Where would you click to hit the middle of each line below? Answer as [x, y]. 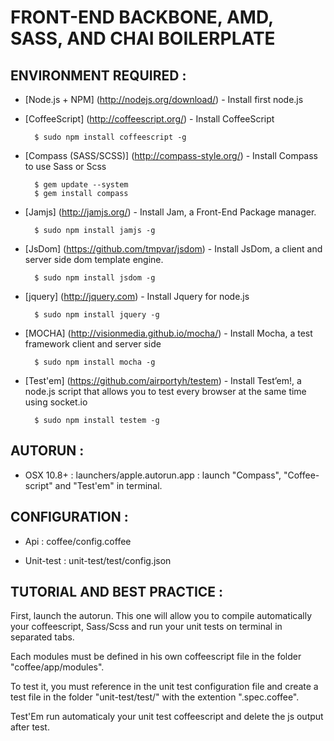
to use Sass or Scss [65, 166]
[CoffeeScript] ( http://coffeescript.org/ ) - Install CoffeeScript [149, 119]
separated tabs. [42, 637]
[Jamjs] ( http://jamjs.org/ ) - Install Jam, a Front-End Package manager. [170, 212]
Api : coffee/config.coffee [78, 541]
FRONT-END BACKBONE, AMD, [142, 17]
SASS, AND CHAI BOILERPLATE [143, 38]
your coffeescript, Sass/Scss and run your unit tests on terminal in [146, 627]
